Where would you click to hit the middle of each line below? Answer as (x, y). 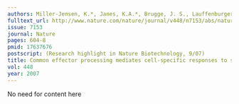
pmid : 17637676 (30, 47)
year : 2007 (23, 73)
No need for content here (44, 94)
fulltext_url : (28, 21)
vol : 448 (20, 67)
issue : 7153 (25, 27)
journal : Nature (31, 34)
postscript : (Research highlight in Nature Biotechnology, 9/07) (106, 54)
